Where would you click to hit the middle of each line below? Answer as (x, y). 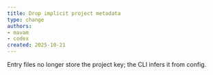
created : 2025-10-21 (37, 45)
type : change (26, 20)
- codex (18, 39)
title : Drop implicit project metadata (64, 13)
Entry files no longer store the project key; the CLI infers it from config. (107, 64)
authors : (20, 26)
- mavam (18, 32)
